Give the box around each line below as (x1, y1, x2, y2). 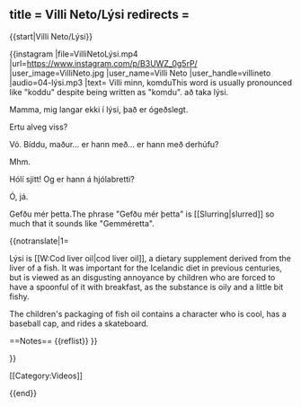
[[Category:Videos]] (9, 370, 84, 381)
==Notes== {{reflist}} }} (9, 335, 98, 346)
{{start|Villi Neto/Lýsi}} (9, 31, 93, 41)
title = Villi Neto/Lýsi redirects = (9, 7, 190, 22)
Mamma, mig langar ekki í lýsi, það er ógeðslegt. (9, 103, 189, 115)
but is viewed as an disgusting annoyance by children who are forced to (9, 271, 276, 282)
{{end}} (9, 387, 38, 398)
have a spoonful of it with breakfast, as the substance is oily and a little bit (9, 281, 284, 292)
